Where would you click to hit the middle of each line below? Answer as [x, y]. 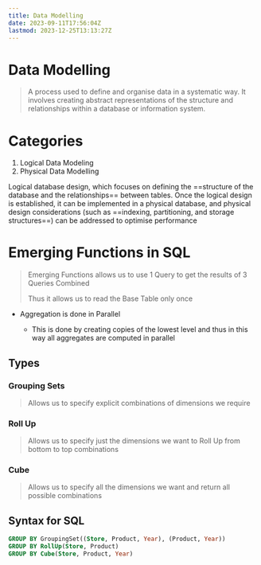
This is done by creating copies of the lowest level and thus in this [140, 329]
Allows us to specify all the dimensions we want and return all [129, 487]
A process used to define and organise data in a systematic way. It [137, 92]
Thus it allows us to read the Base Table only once [110, 298]
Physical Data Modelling [59, 171]
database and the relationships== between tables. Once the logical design [130, 195]
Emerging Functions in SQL [99, 253]
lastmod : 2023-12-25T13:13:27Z [60, 30]
